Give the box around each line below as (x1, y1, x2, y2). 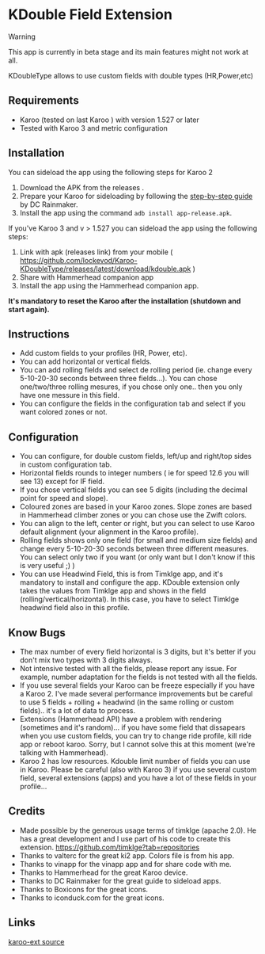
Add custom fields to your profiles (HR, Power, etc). (19, 349, 187, 358)
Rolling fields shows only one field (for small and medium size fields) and (19, 536, 258, 545)
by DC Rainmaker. (19, 200, 78, 209)
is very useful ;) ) (19, 561, 75, 570)
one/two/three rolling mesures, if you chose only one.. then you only (19, 382, 243, 391)
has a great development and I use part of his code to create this (19, 834, 231, 843)
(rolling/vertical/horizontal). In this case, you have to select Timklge (19, 594, 240, 604)
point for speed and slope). (19, 494, 108, 503)
